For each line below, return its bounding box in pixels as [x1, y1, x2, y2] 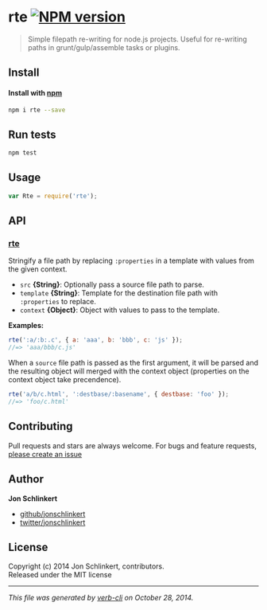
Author [8, 472, 44, 486]
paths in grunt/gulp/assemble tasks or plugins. [27, 42, 180, 52]
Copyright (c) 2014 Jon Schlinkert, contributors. [8, 561, 164, 571]
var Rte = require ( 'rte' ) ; [8, 192, 98, 200]
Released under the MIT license [8, 570, 113, 580]
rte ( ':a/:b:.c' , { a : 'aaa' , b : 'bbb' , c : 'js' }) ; [8, 336, 184, 344]
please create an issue [8, 449, 83, 459]
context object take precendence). [8, 375, 122, 385]
